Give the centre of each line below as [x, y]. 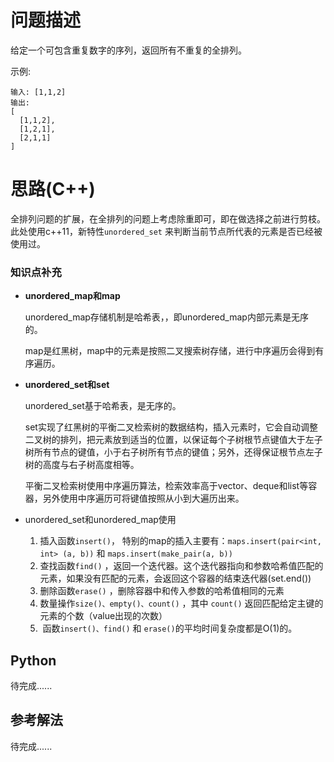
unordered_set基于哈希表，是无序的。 [103, 406]
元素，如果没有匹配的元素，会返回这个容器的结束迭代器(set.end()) [175, 578]
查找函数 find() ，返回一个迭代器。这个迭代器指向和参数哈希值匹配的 [181, 566]
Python [33, 660]
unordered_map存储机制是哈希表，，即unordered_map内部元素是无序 [166, 317]
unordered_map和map [72, 296]
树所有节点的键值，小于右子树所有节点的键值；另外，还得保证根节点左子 [173, 452]
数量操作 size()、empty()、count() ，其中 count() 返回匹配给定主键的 [181, 603]
